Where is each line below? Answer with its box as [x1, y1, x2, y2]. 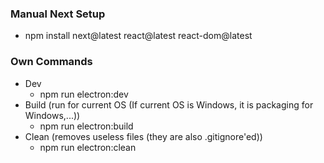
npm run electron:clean [39, 141, 137, 153]
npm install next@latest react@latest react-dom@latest [24, 30, 253, 42]
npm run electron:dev [39, 88, 129, 100]
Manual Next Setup [10, 7, 106, 21]
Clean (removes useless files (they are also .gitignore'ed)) [24, 130, 263, 142]
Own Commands [10, 55, 93, 69]
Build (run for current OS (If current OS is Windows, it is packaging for [24, 98, 314, 111]
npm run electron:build [39, 120, 134, 132]
